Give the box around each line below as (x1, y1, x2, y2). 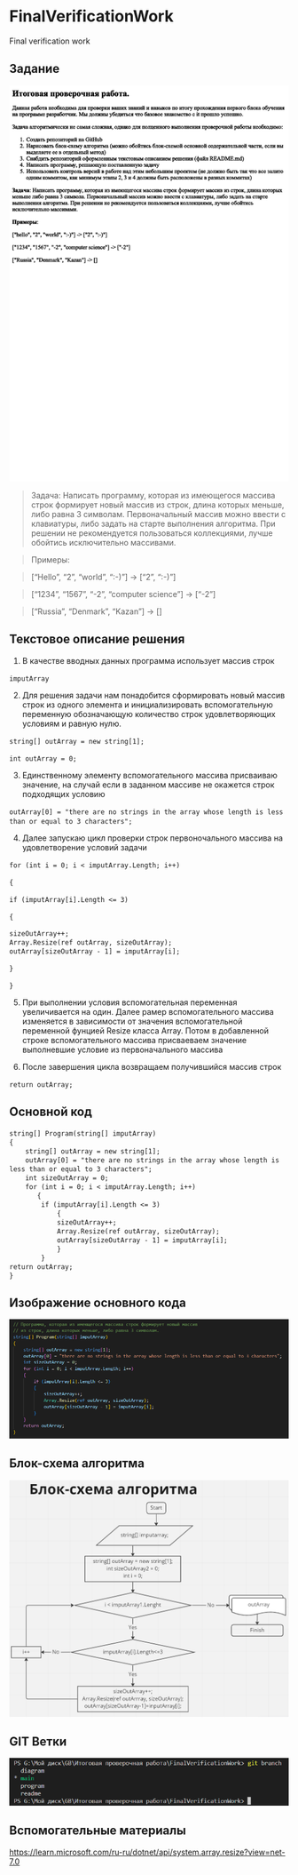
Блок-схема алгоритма (9, 1456, 145, 1472)
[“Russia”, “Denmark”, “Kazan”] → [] (30, 606, 162, 617)
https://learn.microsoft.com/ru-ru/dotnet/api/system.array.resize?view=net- (9, 1847, 286, 1857)
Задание (9, 61, 60, 76)
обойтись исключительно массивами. (30, 537, 176, 547)
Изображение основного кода (9, 1295, 186, 1310)
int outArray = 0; (9, 754, 77, 763)
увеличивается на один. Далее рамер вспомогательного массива (21, 1006, 275, 1017)
